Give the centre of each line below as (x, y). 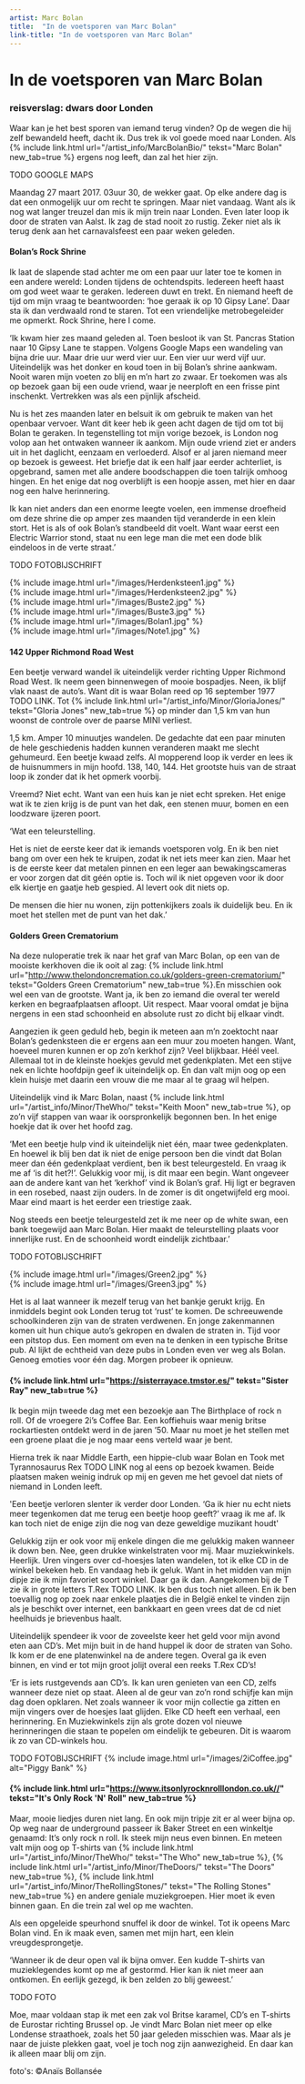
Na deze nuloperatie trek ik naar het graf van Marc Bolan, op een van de (145, 956)
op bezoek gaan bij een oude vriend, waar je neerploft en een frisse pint (145, 387)
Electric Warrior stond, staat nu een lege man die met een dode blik (136, 538)
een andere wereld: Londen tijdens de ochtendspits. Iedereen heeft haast (147, 282)
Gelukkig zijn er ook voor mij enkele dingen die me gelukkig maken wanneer (152, 1541)
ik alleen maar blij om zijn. (58, 2053)
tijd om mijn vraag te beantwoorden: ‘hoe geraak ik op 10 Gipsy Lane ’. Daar (150, 301)
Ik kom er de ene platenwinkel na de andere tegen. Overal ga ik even (138, 1655)
